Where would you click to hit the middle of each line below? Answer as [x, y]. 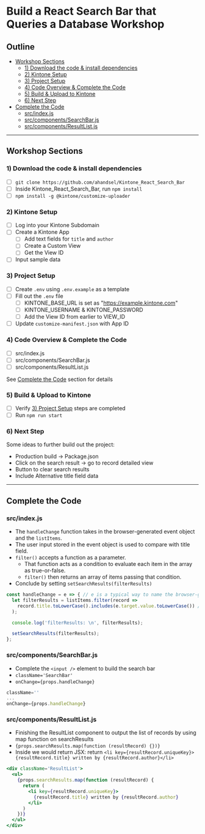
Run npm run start [39, 415]
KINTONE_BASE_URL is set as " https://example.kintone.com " [101, 303]
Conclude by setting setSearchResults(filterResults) [84, 584]
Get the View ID [44, 253]
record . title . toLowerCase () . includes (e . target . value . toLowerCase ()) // [110, 606]
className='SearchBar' [44, 675]
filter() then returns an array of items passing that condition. [103, 577]
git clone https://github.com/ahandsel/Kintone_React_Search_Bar [100, 182]
